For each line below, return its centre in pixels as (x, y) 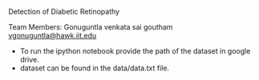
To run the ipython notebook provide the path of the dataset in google (135, 51)
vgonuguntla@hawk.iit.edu (53, 36)
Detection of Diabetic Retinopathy (64, 12)
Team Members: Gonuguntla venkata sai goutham (91, 27)
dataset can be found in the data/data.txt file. (95, 68)
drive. (29, 60)
